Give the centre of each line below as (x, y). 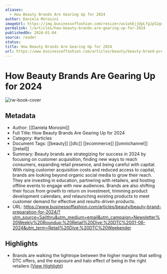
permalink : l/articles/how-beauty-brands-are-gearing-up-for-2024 (75, 28)
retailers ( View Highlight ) (38, 266)
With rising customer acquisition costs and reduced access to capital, (84, 170)
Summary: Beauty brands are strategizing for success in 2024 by (79, 154)
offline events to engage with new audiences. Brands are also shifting (83, 186)
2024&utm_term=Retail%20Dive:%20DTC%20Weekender (72, 228)
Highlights (22, 243)
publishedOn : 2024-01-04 (31, 33)
